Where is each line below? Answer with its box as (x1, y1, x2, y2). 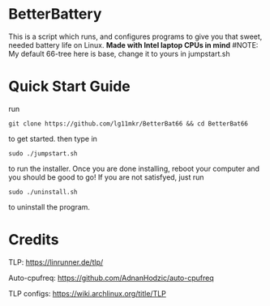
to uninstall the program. (8, 202, 91, 211)
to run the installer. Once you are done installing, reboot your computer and (8, 164, 260, 173)
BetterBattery (8, 5, 102, 23)
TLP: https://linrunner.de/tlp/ (8, 257, 104, 267)
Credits (8, 231, 59, 249)
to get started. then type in (8, 134, 97, 143)
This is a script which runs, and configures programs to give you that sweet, (8, 32, 263, 41)
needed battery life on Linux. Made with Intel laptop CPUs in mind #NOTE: (8, 40, 259, 49)
